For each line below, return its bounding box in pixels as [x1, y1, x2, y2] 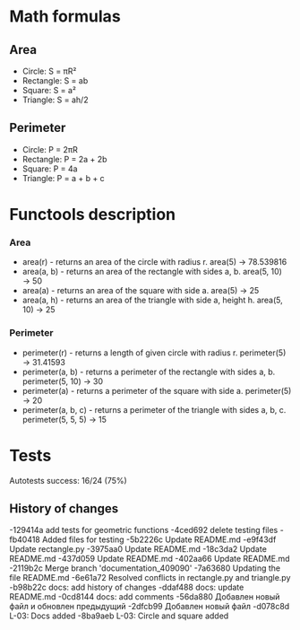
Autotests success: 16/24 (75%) [9, 475, 127, 486]
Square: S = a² [21, 85, 76, 95]
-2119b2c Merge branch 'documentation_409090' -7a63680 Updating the [9, 563, 280, 573]
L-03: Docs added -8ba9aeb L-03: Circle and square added [9, 610, 229, 621]
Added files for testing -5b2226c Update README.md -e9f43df [41, 534, 277, 545]
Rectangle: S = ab [21, 75, 89, 86]
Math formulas [9, 6, 121, 27]
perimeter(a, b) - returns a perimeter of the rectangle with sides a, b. [21, 366, 276, 377]
